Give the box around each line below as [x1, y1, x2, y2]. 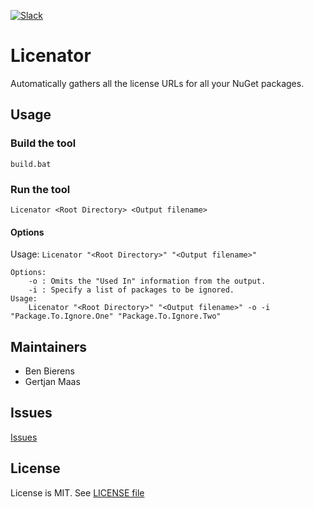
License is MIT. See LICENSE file [10, 486, 145, 499]
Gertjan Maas [24, 375, 81, 387]
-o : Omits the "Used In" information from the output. [28, 276, 267, 287]
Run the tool [10, 182, 71, 196]
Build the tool [10, 136, 77, 150]
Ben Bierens [24, 365, 75, 377]
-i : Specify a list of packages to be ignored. [28, 285, 235, 295]
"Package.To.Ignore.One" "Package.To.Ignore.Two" [10, 311, 222, 322]
